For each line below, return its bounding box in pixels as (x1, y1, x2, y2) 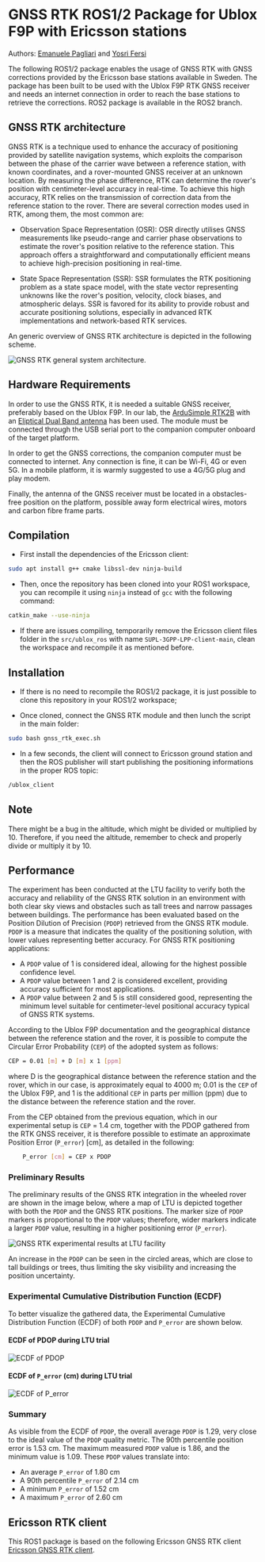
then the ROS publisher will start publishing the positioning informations (19, 757, 254, 766)
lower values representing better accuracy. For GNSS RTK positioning (8, 935, 236, 945)
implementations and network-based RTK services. (19, 316, 187, 325)
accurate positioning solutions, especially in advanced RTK (19, 307, 212, 317)
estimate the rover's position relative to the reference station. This (19, 241, 235, 251)
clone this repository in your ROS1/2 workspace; (19, 695, 177, 704)
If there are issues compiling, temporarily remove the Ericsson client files (19, 626, 258, 635)
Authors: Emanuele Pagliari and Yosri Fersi (8, 48, 146, 58)
